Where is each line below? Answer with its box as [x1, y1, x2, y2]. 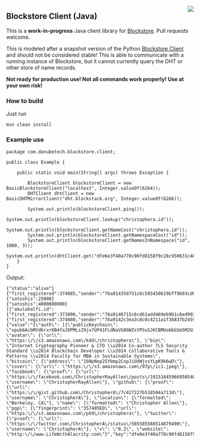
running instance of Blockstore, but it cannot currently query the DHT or [6, 57, 183, 65]
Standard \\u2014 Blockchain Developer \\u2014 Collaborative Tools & [6, 348, 185, 354]
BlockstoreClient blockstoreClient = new [27, 180, 132, 186]
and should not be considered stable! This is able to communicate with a [6, 51, 184, 58]
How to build [6, 96, 43, 105]
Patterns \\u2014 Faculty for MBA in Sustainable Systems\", [6, 353, 161, 360]
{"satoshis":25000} [6, 296, 55, 302]
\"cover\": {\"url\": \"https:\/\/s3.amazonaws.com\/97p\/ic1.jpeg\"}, [6, 364, 187, 370]
